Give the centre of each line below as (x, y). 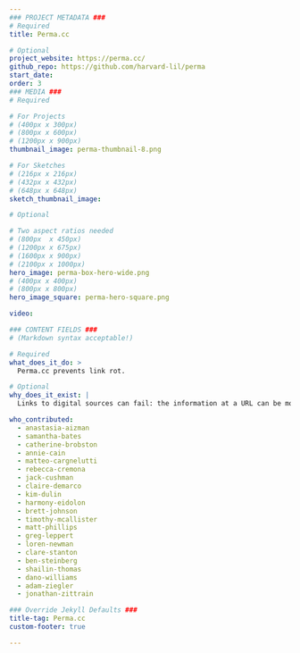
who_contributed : (42, 420)
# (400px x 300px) (43, 125)
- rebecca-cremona (52, 470)
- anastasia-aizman (54, 428)
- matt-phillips (47, 528)
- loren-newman (46, 544)
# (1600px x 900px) (46, 255)
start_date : (31, 75)
